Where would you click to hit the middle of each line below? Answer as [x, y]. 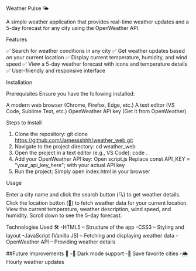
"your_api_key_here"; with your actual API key [70, 165]
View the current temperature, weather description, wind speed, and [89, 209]
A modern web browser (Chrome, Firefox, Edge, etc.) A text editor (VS [90, 105]
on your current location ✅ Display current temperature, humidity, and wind [97, 57]
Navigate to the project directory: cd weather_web [75, 146]
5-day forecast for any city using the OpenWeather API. [73, 28]
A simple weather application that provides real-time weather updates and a [97, 22]
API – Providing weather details [78, 242]
